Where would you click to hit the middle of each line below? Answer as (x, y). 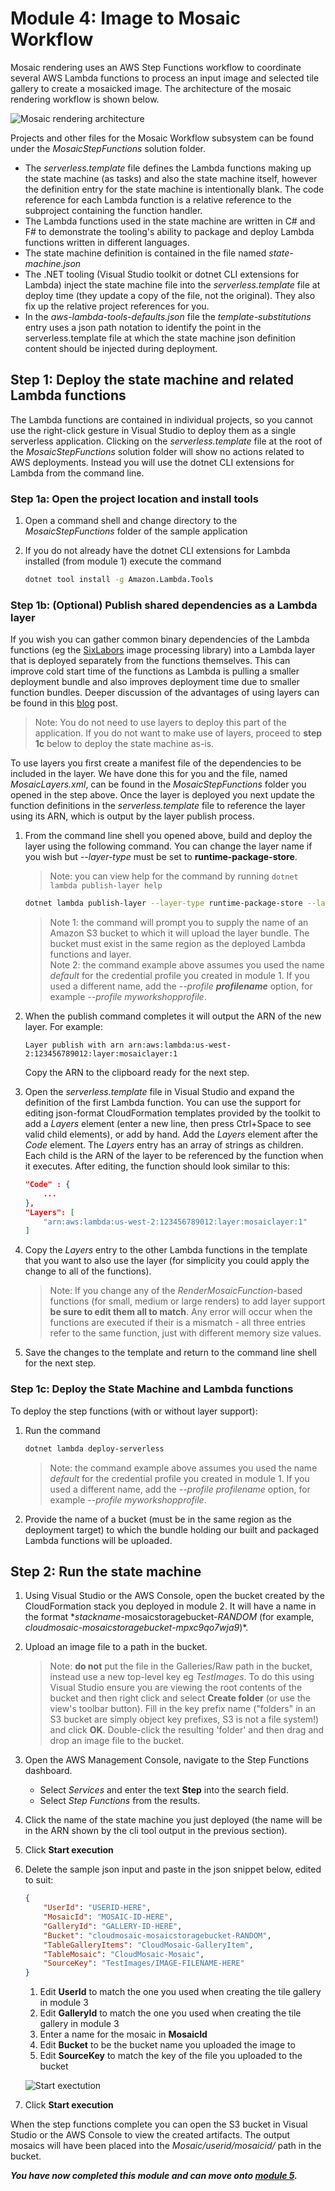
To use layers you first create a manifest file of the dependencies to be (156, 763)
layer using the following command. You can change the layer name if (168, 846)
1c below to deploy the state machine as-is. (124, 744)
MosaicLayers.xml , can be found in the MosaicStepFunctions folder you (158, 784)
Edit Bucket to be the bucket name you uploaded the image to (167, 2045)
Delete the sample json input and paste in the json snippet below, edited (173, 1869)
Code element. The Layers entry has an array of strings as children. (164, 1145)
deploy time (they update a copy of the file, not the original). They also (170, 295)
